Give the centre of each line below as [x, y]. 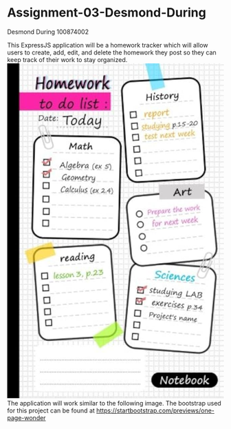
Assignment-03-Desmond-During [107, 13]
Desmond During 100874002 [48, 32]
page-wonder [26, 417]
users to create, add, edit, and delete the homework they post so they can [112, 52]
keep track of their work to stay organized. [67, 59]
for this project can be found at [51, 410]
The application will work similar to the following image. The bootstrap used [114, 403]
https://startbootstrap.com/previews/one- [155, 410]
